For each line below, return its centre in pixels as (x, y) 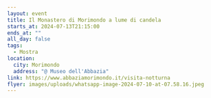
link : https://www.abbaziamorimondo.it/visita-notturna (89, 78)
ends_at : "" (24, 33)
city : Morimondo (36, 65)
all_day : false (29, 39)
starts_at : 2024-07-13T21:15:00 (53, 26)
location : (21, 59)
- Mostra (26, 52)
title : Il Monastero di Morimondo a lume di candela (84, 20)
